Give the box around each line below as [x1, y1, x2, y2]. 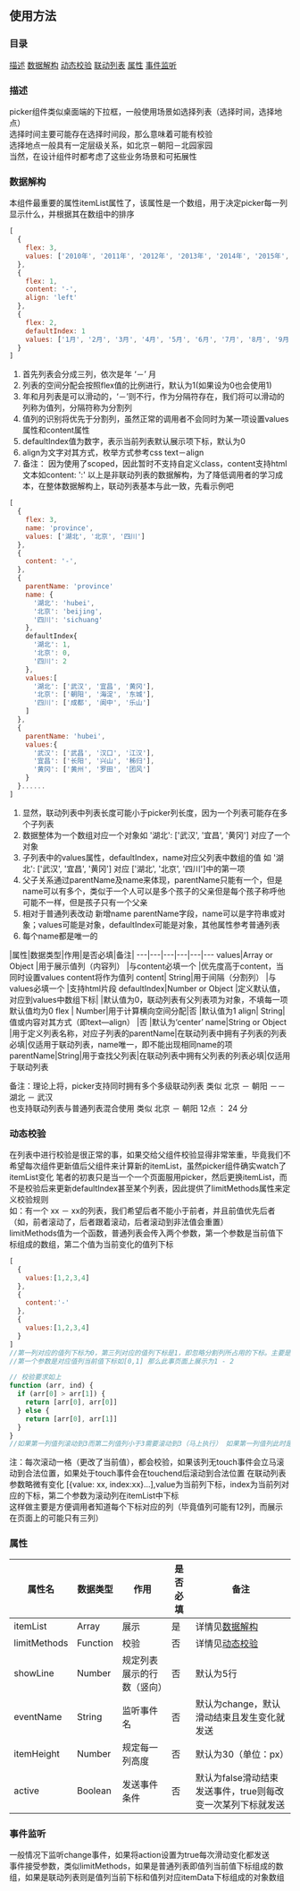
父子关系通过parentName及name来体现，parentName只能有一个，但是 [21, 874, 283, 885]
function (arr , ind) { [9, 1382, 94, 1390]
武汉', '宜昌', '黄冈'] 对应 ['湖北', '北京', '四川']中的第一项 [42, 863, 246, 874]
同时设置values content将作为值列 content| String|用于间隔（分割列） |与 [9, 971, 277, 982]
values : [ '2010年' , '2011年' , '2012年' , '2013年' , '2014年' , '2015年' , [25, 252, 290, 261]
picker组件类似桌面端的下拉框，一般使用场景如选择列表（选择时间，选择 [9, 106, 275, 116]
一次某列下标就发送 [204, 1798, 286, 1810]
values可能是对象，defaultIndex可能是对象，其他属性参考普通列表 [37, 919, 280, 929]
